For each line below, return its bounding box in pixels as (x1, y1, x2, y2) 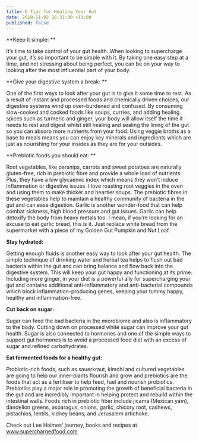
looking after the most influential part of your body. (6, 67, 131, 74)
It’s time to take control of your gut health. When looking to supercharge (6, 48, 182, 55)
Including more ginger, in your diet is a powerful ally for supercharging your (6, 275, 191, 282)
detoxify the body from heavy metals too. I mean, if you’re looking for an (6, 214, 183, 221)
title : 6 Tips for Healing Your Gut (6, 8, 97, 15)
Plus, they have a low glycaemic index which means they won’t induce (6, 176, 178, 184)
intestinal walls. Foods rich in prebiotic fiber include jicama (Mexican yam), (6, 397, 189, 405)
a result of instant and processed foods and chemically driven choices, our (6, 96, 189, 103)
